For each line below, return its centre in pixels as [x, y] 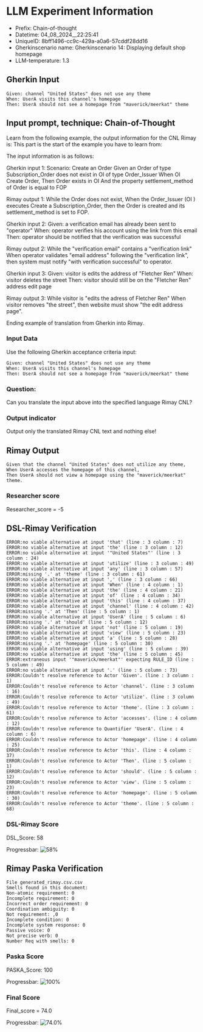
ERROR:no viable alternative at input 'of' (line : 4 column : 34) [94, 596]
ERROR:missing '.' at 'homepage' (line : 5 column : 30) [80, 644]
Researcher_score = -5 [35, 509]
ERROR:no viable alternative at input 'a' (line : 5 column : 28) [92, 638]
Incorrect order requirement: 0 [47, 904]
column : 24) [23, 558]
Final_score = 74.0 [29, 1011]
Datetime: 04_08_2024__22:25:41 [57, 34]
